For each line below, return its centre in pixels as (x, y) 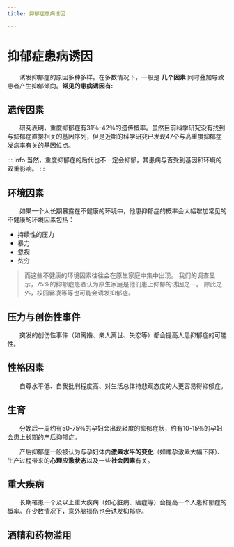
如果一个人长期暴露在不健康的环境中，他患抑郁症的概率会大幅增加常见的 (123, 211)
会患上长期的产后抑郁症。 (44, 437)
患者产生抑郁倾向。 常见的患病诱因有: (60, 86)
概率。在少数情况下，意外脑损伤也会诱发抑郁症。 (77, 511)
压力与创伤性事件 (44, 317)
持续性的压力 (36, 235)
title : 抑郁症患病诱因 (37, 14)
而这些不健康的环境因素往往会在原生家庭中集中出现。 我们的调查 (117, 275)
